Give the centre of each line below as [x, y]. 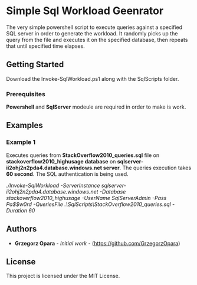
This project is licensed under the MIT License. [63, 276]
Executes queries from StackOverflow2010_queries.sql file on [83, 155]
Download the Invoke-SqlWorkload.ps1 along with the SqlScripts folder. [93, 78]
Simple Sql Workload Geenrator [85, 11]
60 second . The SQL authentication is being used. [67, 174]
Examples [24, 125]
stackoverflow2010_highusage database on [61, 161]
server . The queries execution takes [147, 168]
